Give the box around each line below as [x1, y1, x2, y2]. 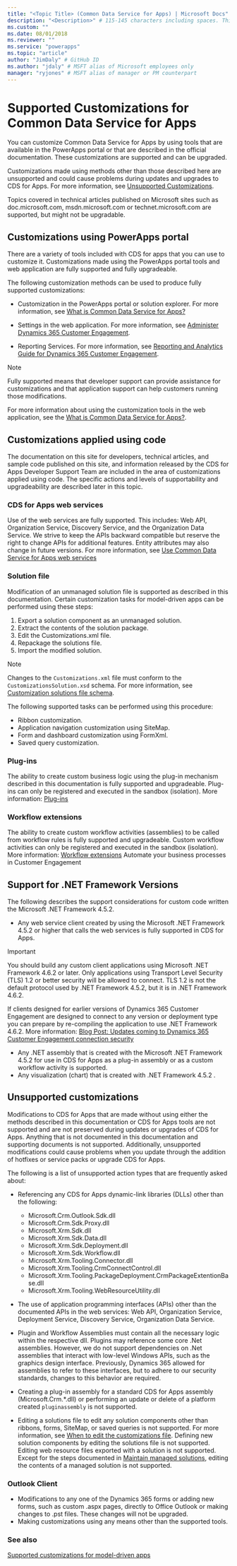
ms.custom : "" [7, 23, 49, 30]
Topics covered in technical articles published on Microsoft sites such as [7, 196, 219, 204]
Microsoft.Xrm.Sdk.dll [28, 1226, 92, 1235]
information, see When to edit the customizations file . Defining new [17, 1431, 214, 1440]
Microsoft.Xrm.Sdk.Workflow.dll [28, 1248, 121, 1257]
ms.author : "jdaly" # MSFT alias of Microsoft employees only [7, 63, 194, 70]
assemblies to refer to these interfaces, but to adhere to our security [17, 1366, 217, 1375]
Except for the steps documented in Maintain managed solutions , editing [17, 1453, 229, 1462]
